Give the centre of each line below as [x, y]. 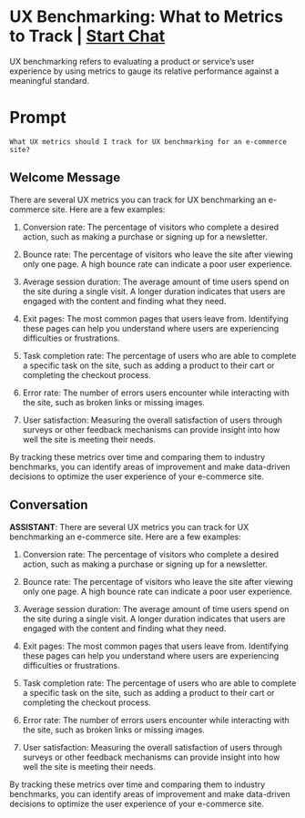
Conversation [49, 505]
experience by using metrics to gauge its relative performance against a [144, 71]
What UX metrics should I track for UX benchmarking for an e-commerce [148, 142]
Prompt [38, 118]
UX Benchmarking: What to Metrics [147, 17]
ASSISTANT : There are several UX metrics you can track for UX [129, 527]
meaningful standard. [49, 80]
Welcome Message [65, 178]
